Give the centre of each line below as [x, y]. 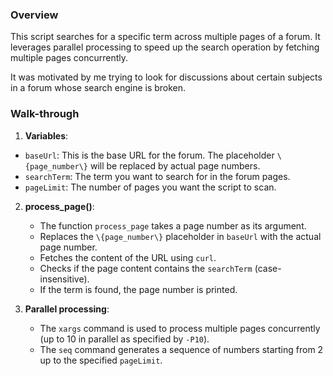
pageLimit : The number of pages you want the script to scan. [150, 187]
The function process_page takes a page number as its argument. [173, 225]
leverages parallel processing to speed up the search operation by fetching [165, 47]
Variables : [46, 135]
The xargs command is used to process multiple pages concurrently [180, 328]
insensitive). [64, 279]
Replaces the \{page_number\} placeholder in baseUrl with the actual [180, 236]
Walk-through [45, 114]
